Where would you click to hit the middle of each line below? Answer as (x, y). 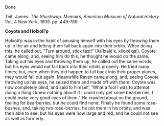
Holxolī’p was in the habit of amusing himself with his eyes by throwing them (82, 41)
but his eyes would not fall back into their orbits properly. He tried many (77, 66)
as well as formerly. (25, 118)
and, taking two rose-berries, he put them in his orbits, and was (86, 108)
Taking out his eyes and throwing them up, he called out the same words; (79, 61)
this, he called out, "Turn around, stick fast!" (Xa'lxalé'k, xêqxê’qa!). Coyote (81, 51)
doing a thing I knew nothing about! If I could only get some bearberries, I (79, 93)
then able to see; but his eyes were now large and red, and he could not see (82, 113)
